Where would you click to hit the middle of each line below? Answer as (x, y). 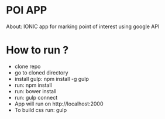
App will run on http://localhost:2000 (59, 104)
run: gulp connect (36, 97)
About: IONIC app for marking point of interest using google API (83, 26)
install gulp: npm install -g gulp (51, 79)
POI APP (27, 10)
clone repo (27, 66)
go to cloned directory (41, 72)
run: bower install (35, 91)
